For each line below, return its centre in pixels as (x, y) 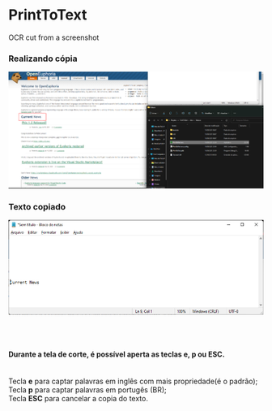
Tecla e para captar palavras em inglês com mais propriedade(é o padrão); (133, 381)
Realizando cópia (43, 58)
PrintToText (48, 15)
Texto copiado (37, 206)
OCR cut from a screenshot (54, 37)
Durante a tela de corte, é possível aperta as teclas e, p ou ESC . (117, 354)
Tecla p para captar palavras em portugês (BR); (88, 389)
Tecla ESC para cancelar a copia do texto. (78, 398)
